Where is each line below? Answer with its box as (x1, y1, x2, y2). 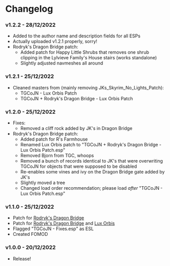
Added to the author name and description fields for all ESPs (12, 33, 141, 39)
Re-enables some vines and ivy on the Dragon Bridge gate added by (20, 169, 165, 175)
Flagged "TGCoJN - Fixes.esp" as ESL (12, 226, 94, 232)
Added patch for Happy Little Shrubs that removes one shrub (20, 49, 150, 55)
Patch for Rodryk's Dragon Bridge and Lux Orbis (12, 220, 115, 227)
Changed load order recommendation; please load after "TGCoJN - (20, 185, 163, 191)
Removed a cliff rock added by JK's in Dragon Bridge (20, 125, 133, 131)
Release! (12, 255, 31, 261)
